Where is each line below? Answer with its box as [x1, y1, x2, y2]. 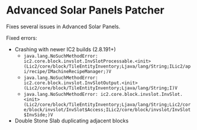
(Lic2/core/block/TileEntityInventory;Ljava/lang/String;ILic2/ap [23, 63, 191, 69]
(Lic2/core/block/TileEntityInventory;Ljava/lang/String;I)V [23, 85, 177, 91]
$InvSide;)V [23, 112, 53, 118]
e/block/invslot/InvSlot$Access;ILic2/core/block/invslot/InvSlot [23, 106, 191, 112]
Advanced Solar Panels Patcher [6, 4, 164, 17]
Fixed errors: [6, 34, 37, 41]
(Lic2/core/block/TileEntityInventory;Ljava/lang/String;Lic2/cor [23, 101, 191, 108]
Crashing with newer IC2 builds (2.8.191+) [14, 45, 117, 53]
